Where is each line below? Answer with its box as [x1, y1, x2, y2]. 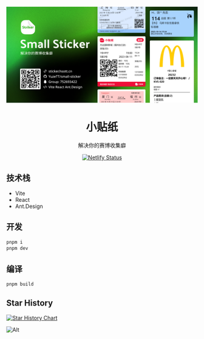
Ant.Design [15, 202, 44, 210]
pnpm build [6, 281, 34, 287]
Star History [6, 298, 53, 309]
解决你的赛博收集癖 [78, 141, 126, 149]
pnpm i [6, 239, 23, 245]
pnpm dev [6, 245, 29, 252]
